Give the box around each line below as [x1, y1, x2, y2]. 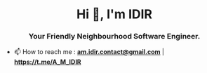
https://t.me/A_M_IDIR [13, 58, 82, 66]
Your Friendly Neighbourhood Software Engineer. [28, 32, 201, 41]
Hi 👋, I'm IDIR [76, 6, 153, 22]
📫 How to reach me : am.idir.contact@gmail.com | [13, 48, 165, 56]
